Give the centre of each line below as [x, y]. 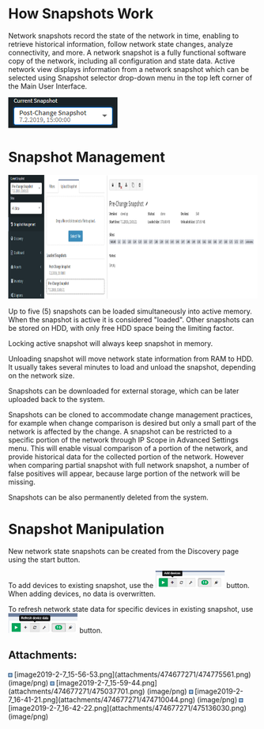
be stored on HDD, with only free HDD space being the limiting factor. [121, 328]
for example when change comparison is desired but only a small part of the [132, 423]
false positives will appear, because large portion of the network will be [124, 473]
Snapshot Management [87, 157]
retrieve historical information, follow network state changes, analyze [121, 44]
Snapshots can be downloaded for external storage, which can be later [124, 391]
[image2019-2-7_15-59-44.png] [107, 682]
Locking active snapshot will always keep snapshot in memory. [111, 343]
